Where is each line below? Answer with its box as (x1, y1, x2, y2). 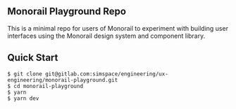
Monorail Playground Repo (7, 6, 127, 17)
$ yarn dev (7, 94, 39, 102)
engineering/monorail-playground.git (7, 76, 118, 83)
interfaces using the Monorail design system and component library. (7, 31, 206, 40)
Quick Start (7, 52, 58, 64)
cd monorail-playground (13, 82, 83, 89)
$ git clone (7, 70, 42, 78)
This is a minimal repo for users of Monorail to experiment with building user (7, 24, 229, 32)
